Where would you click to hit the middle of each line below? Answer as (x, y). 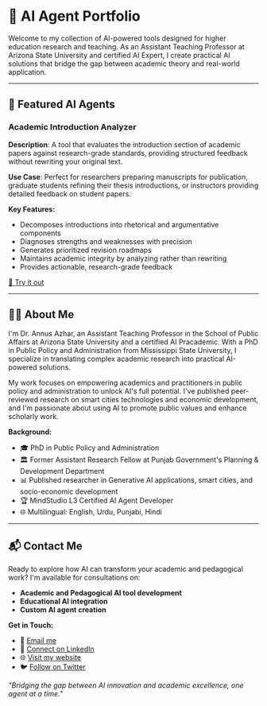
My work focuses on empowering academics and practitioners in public (126, 383)
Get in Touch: (31, 625)
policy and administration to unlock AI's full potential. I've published (119, 391)
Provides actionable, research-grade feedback (96, 266)
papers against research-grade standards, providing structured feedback (128, 153)
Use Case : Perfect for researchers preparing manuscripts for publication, (128, 176)
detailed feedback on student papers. (70, 193)
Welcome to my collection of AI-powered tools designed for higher (117, 38)
